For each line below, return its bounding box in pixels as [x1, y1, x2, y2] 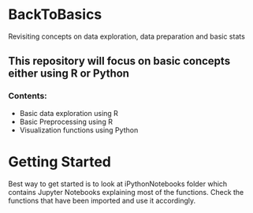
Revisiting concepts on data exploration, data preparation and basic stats [8, 32, 246, 41]
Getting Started [8, 152, 112, 170]
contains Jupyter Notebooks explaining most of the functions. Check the [8, 187, 244, 196]
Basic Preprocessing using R [19, 117, 113, 126]
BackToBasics [8, 6, 102, 24]
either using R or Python [8, 67, 130, 80]
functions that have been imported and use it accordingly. [8, 196, 196, 205]
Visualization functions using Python [19, 125, 139, 135]
